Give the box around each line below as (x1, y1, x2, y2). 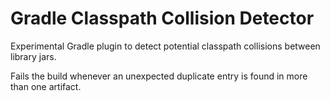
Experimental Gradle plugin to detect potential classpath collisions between (10, 40, 321, 52)
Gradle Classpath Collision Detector (10, 7, 315, 30)
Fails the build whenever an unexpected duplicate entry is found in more (10, 70, 308, 82)
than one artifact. (10, 80, 82, 92)
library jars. (10, 50, 57, 62)
